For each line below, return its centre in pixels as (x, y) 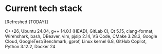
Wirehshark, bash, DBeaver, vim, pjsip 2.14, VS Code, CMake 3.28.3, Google (81, 36)
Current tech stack (44, 8)
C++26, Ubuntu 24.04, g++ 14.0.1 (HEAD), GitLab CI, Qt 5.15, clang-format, (80, 31)
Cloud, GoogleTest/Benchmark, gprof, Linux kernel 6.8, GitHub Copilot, (76, 41)
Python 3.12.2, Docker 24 (30, 46)
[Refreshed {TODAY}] (27, 22)
